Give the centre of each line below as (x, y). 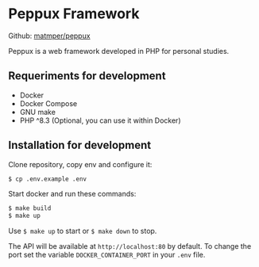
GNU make (37, 112)
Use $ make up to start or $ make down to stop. (83, 231)
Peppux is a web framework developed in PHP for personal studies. (119, 51)
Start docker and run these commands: (72, 194)
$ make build (30, 208)
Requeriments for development (87, 76)
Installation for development (80, 145)
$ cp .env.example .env (48, 179)
